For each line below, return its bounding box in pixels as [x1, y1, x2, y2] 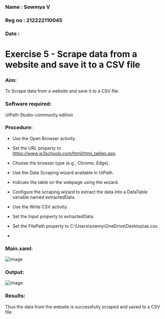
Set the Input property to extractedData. [12, 213, 94, 219]
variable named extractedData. [12, 194, 76, 200]
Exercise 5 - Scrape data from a [5, 48, 138, 60]
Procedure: [5, 124, 33, 131]
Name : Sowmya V [5, 3, 51, 10]
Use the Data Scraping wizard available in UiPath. [12, 169, 114, 175]
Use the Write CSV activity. [12, 204, 68, 210]
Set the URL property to [12, 145, 61, 151]
